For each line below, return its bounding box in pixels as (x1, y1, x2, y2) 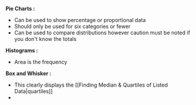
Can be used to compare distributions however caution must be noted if (14, 29, 191, 36)
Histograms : (5, 47, 38, 54)
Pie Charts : (5, 5, 35, 12)
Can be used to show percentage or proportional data (14, 17, 146, 23)
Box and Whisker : (5, 70, 52, 77)
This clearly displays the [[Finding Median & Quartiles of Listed (14, 81, 168, 88)
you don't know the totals (14, 36, 77, 42)
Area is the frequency (14, 59, 68, 65)
